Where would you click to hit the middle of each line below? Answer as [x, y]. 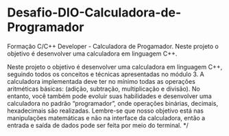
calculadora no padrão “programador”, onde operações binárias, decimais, [113, 103]
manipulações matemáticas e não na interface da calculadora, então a [106, 117]
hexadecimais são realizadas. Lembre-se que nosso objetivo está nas [106, 111]
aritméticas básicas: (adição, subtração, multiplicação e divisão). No [104, 89]
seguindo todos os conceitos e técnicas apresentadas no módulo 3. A [106, 74]
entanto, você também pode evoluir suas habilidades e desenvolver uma [110, 96]
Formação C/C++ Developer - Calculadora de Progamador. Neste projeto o [113, 46]
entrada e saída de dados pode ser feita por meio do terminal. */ [98, 125]
